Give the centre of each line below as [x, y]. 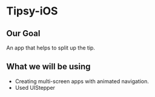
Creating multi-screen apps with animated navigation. [82, 81]
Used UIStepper [35, 87]
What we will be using [48, 67]
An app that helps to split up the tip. [51, 48]
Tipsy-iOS [32, 11]
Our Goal [23, 33]
